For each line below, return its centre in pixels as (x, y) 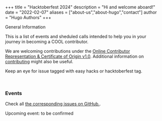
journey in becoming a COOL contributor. (47, 42)
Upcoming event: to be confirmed (39, 113)
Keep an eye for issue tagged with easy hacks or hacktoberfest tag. (74, 71)
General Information (25, 27)
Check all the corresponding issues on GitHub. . (53, 104)
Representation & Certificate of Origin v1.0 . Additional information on (75, 56)
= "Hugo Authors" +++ (28, 17)
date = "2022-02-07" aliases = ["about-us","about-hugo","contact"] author (81, 12)
